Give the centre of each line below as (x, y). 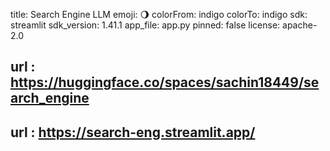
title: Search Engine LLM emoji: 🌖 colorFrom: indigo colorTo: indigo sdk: (159, 14)
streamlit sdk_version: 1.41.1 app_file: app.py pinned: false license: (145, 25)
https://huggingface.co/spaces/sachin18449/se (165, 82)
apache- (300, 25)
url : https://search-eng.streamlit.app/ (133, 132)
